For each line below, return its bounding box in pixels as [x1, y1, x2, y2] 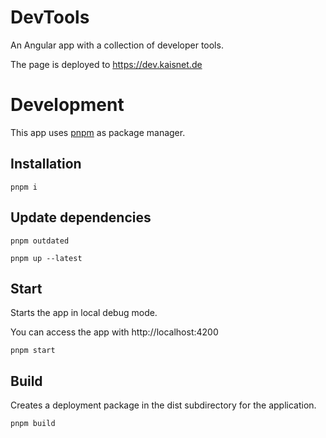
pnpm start [10, 346, 56, 356]
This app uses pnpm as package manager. [10, 126, 186, 138]
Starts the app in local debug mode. [10, 307, 158, 319]
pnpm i [10, 182, 38, 192]
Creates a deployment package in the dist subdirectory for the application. [10, 399, 317, 411]
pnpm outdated [10, 236, 70, 246]
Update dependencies [10, 209, 152, 226]
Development [10, 94, 125, 116]
